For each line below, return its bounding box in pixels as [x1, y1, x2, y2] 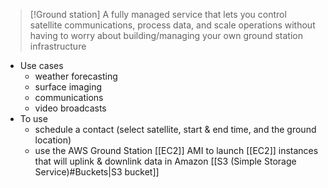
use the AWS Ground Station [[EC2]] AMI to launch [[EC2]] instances [34, 145, 319, 156]
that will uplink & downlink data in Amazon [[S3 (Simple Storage [34, 155, 297, 167]
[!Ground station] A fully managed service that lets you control [29, 9, 287, 20]
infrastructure [29, 40, 87, 52]
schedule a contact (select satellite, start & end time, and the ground [34, 124, 317, 135]
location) [34, 134, 72, 146]
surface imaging [34, 81, 103, 93]
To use [19, 113, 48, 124]
